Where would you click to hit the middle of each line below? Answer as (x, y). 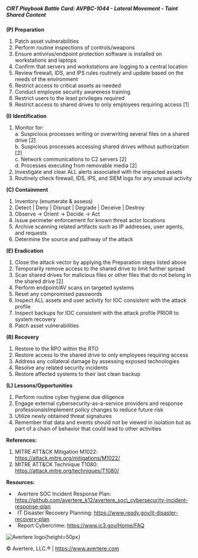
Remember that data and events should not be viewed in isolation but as (103, 422)
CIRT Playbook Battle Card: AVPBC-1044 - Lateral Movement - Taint (92, 8)
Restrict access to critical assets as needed (68, 85)
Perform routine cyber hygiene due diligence (69, 397)
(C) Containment (27, 189)
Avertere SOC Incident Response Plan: (64, 494)
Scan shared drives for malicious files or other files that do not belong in (103, 275)
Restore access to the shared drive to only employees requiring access (101, 355)
